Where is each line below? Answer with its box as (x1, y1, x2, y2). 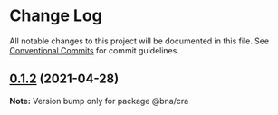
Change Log (9, 5, 102, 26)
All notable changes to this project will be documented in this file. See (9, 35, 270, 46)
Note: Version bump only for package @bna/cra (9, 95, 189, 106)
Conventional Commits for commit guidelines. (9, 44, 179, 55)
